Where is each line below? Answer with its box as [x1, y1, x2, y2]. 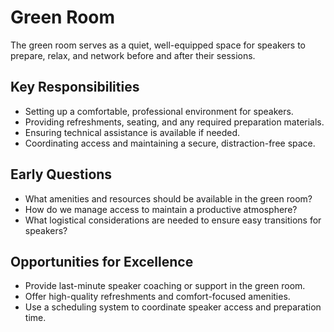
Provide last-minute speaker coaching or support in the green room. [24, 280, 306, 292]
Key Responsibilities [10, 79, 140, 96]
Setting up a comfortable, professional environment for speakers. [24, 105, 294, 117]
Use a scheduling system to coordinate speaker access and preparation [24, 301, 322, 313]
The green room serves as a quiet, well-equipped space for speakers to [10, 39, 306, 51]
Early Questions [10, 166, 113, 183]
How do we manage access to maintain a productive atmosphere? [24, 203, 298, 215]
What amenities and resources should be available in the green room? [24, 192, 313, 205]
